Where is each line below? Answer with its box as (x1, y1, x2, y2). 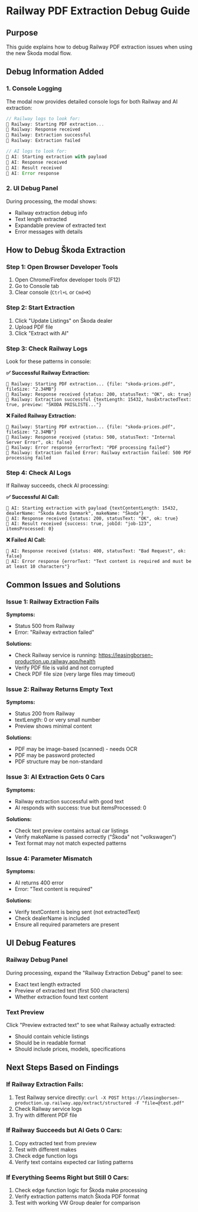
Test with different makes (14, 1146, 77, 1153)
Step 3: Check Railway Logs (6, 344, 88, 352)
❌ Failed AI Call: (6, 536, 46, 543)
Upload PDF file (14, 323, 53, 330)
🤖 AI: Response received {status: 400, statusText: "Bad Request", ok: (6, 548, 186, 554)
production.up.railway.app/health (14, 658, 96, 665)
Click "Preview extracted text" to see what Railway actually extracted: (6, 1021, 176, 1028)
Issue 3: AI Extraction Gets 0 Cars (6, 773, 105, 781)
